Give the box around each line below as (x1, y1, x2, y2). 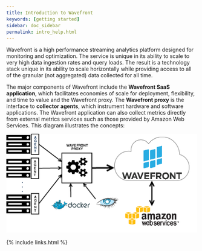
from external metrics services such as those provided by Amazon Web (6, 115, 184, 123)
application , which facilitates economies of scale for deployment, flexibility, (6, 90, 195, 97)
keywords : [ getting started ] (6, 16, 80, 22)
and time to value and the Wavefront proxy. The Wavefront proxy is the (6, 97, 184, 104)
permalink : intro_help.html (6, 29, 77, 35)
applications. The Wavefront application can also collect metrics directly (6, 109, 186, 116)
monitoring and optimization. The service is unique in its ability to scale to (6, 52, 190, 60)
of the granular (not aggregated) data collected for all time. (6, 72, 153, 79)
